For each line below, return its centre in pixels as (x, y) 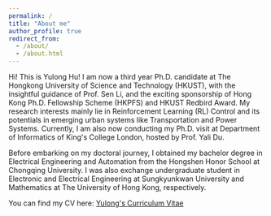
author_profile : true (45, 31)
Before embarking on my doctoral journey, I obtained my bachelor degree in (135, 153)
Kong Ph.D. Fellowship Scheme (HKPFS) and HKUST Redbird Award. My (129, 103)
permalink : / (31, 16)
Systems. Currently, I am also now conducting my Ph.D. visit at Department (134, 128)
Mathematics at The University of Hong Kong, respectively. (107, 187)
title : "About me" (39, 24)
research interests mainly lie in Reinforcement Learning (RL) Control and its (134, 111)
